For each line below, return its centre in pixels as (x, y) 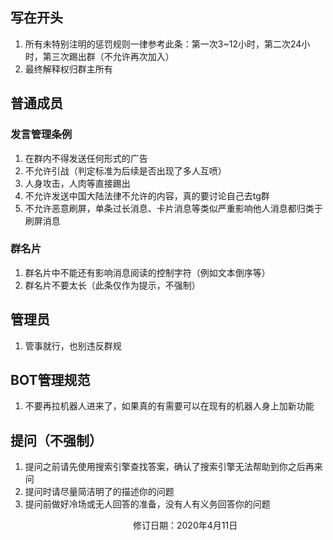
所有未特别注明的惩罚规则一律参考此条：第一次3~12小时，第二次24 (163, 44)
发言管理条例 (41, 135)
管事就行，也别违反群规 (73, 345)
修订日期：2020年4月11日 (185, 525)
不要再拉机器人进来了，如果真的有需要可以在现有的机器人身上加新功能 (169, 406)
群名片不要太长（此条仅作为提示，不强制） (112, 285)
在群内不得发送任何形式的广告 (86, 158)
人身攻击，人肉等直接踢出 (77, 183)
